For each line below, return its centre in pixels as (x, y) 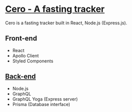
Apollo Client (25, 56)
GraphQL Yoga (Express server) (45, 99)
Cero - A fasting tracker (55, 9)
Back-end (21, 77)
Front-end (21, 38)
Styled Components (33, 61)
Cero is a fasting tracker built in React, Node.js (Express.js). (66, 23)
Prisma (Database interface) (41, 104)
